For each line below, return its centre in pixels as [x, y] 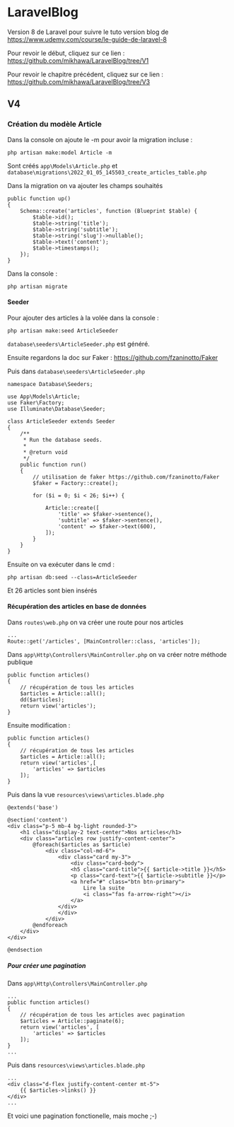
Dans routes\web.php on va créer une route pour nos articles [95, 622]
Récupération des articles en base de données [77, 607]
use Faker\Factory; [36, 403]
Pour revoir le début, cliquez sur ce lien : [66, 53]
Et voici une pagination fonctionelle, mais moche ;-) [82, 1116]
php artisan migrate [38, 286]
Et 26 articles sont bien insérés [52, 590]
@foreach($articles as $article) [82, 845]
